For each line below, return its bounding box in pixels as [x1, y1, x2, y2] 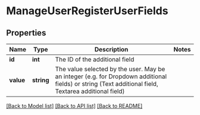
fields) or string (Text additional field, [55, 80, 159, 88]
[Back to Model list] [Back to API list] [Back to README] [6, 103, 143, 109]
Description [94, 46, 129, 53]
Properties [6, 28, 46, 38]
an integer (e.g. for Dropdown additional [55, 72, 167, 81]
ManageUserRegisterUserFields [6, 4, 168, 18]
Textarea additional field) [55, 87, 125, 95]
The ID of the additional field [55, 55, 135, 63]
